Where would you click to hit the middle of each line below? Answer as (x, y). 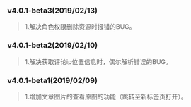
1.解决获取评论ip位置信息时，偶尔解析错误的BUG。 (98, 61)
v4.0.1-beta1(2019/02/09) (52, 80)
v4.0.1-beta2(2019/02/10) (52, 46)
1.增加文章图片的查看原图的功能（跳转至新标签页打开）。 (106, 96)
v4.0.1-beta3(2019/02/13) (52, 11)
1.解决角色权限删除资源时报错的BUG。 (80, 27)
